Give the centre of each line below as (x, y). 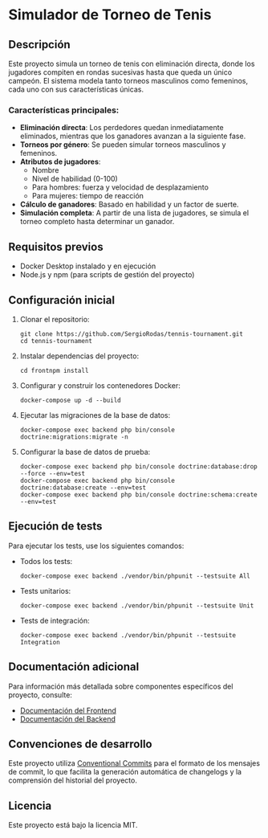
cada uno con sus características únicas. (76, 89)
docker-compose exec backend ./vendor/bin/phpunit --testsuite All (135, 576)
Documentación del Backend (68, 719)
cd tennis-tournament (56, 341)
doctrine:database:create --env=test (83, 488)
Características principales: (64, 110)
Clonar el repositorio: (55, 319)
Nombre (45, 170)
